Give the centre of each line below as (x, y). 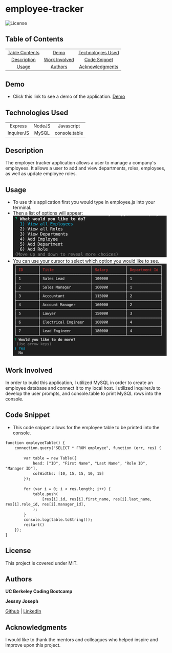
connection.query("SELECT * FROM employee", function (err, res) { (88, 448)
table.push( (45, 494)
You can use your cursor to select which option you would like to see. (86, 261)
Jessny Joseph (22, 601)
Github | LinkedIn (23, 611)
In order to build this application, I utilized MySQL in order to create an (79, 383)
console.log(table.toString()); (58, 520)
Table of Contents (35, 39)
